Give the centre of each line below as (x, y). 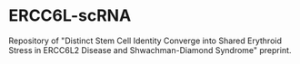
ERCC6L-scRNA (70, 16)
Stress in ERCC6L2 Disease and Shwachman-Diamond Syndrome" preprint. (150, 50)
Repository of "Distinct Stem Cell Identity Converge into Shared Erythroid (145, 41)
